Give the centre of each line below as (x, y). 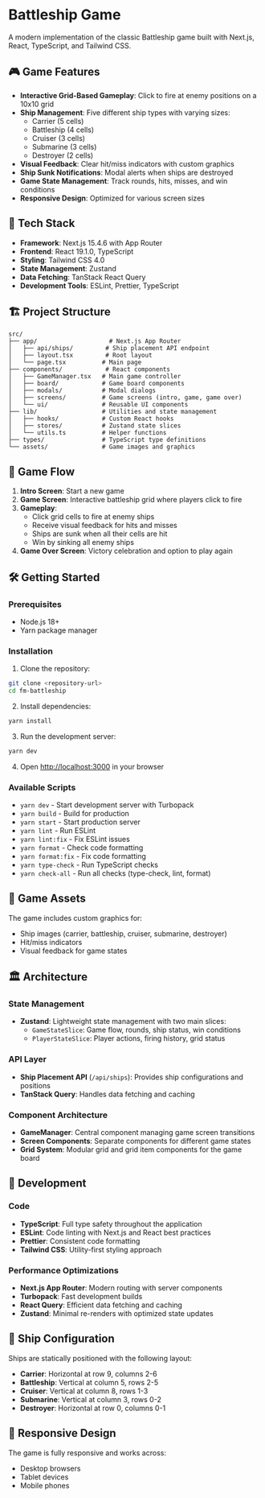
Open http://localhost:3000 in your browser (92, 766)
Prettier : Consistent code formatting (80, 1240)
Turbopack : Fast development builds (81, 1297)
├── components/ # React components (90, 369)
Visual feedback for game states (73, 951)
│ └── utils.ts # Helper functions (88, 433)
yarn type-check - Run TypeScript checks (89, 865)
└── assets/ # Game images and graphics (102, 447)
